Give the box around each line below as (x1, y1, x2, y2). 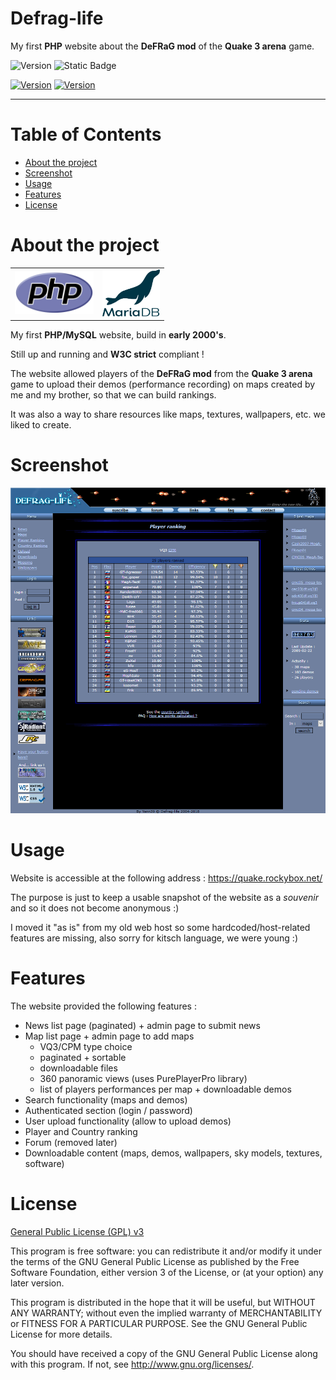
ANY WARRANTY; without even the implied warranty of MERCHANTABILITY (10, 1307, 323, 1319)
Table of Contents (10, 123, 162, 146)
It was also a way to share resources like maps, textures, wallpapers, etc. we (10, 408, 326, 421)
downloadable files (39, 1062, 118, 1074)
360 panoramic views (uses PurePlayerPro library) (39, 1073, 248, 1085)
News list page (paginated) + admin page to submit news (24, 1020, 261, 1032)
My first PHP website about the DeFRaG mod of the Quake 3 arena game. (10, 40, 315, 52)
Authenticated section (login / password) (24, 1105, 193, 1117)
